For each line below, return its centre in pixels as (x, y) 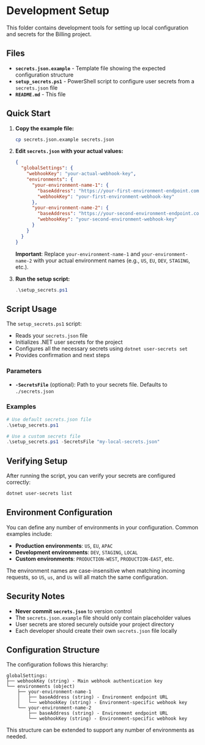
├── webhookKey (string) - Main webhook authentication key (85, 681)
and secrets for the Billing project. (49, 34)
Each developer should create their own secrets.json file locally (96, 630)
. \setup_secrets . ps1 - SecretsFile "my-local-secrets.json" (83, 442)
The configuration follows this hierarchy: (57, 665)
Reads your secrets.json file (51, 336)
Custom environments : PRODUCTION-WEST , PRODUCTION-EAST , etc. (95, 559)
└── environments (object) (41, 687)
